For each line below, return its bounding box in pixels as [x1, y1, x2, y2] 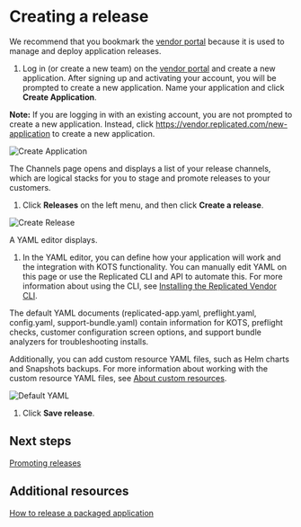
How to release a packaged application [9, 507, 155, 518]
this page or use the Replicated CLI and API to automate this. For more [22, 271, 283, 281]
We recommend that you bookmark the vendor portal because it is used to [9, 36, 285, 47]
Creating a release [9, 6, 149, 27]
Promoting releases [9, 457, 82, 469]
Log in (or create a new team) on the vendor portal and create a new [22, 63, 276, 74]
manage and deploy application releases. [9, 45, 162, 56]
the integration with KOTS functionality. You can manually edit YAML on [22, 261, 288, 272]
